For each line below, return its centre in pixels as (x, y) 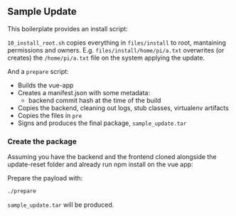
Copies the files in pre (50, 115)
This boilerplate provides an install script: (68, 28)
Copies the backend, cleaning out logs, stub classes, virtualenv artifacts (123, 108)
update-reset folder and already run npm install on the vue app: (100, 164)
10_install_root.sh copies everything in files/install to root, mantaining (117, 43)
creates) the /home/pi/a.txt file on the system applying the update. (106, 58)
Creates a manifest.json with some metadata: (84, 92)
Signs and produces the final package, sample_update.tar (102, 123)
